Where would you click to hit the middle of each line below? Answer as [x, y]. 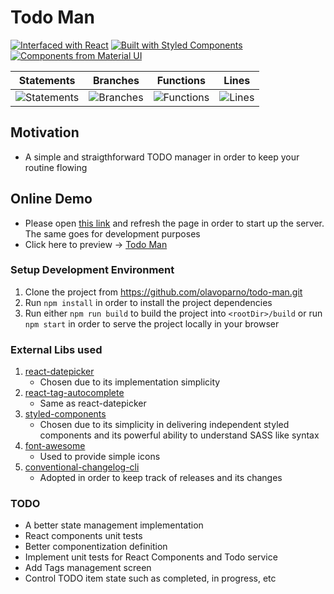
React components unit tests [83, 536]
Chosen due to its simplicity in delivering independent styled [164, 425]
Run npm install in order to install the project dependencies [148, 302]
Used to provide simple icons [100, 457]
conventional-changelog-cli [82, 467]
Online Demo [51, 199]
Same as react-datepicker [93, 403]
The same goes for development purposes [112, 233]
